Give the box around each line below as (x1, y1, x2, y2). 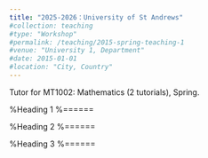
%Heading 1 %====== (9, 104, 95, 115)
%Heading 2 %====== (9, 121, 96, 131)
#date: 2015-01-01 (9, 54, 77, 63)
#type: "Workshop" (9, 29, 77, 38)
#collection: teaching (9, 21, 93, 30)
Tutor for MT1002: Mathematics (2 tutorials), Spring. (9, 86, 200, 98)
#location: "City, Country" (9, 63, 114, 72)
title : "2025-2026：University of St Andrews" (9, 12, 184, 22)
